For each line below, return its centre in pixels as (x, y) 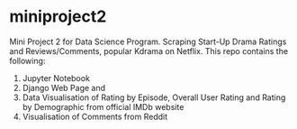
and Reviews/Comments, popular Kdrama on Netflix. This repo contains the (149, 51)
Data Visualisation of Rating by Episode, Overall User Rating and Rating (154, 97)
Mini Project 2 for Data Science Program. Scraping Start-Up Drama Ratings (148, 41)
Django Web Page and (64, 88)
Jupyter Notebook (56, 78)
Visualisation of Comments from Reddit (95, 116)
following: (27, 60)
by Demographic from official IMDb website (103, 106)
